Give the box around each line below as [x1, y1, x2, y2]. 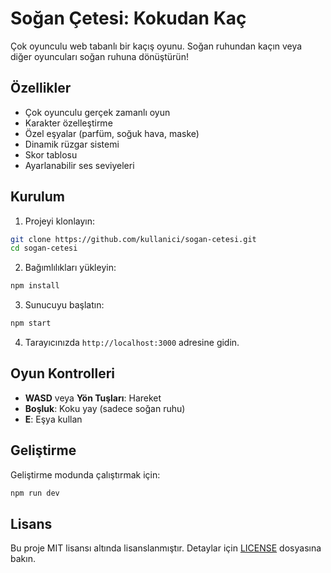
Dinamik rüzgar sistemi [24, 138, 120, 150]
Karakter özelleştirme [24, 117, 113, 129]
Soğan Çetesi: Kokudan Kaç [10, 7, 247, 30]
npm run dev [10, 488, 60, 498]
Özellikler [10, 80, 72, 97]
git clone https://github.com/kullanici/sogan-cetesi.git [10, 234, 257, 244]
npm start [10, 318, 52, 329]
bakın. [10, 553, 36, 565]
